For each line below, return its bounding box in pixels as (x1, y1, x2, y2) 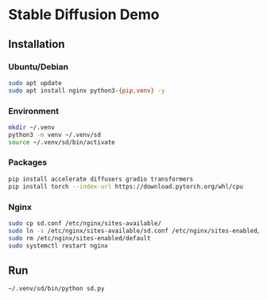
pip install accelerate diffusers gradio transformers (8, 175, 194, 183)
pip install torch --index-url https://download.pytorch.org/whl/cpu (8, 182, 244, 190)
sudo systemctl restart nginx (8, 241, 109, 250)
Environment (8, 105, 60, 116)
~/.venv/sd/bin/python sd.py (8, 285, 105, 293)
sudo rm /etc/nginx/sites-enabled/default (8, 234, 151, 242)
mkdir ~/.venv (8, 123, 56, 131)
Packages (8, 157, 48, 168)
